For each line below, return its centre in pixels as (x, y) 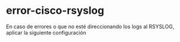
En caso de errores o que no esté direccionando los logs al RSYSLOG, (90, 26)
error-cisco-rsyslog (55, 11)
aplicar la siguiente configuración (46, 32)
